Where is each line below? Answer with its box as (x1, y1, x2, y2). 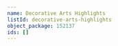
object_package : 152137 (7, 22, 75, 29)
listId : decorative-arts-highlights (7, 16, 112, 23)
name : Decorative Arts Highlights (7, 9, 106, 17)
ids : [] (7, 28, 29, 36)
